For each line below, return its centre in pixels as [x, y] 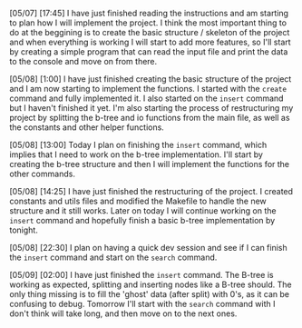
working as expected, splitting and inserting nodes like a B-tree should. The [151, 284]
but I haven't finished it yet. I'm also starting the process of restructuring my [151, 108]
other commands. [42, 174]
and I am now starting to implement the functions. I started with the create [148, 89]
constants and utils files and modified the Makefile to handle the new [138, 201]
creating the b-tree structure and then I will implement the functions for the [150, 164]
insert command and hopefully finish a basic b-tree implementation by [142, 220]
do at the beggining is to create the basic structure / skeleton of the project [150, 32]
